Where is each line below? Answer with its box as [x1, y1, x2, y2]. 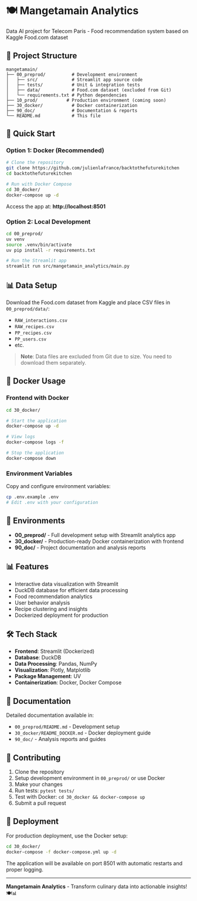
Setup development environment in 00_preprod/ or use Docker [14, 774, 165, 782]
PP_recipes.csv [14, 330, 52, 336]
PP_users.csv [14, 336, 47, 342]
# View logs [6, 434, 35, 440]
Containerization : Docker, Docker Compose [14, 679, 122, 686]
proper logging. [6, 866, 44, 873]
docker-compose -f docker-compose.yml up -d [6, 849, 117, 855]
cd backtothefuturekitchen [6, 171, 72, 176]
